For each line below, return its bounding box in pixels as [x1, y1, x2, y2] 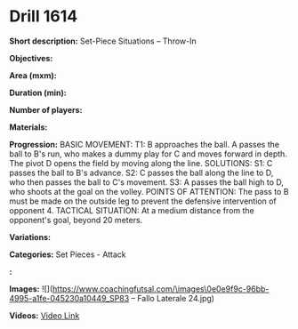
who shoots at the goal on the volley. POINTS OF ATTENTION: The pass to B [9, 186, 289, 197]
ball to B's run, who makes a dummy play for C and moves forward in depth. [9, 148, 287, 159]
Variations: [9, 231, 52, 242]
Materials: [9, 122, 48, 132]
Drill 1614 [9, 6, 78, 27]
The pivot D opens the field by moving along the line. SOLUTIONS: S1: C [9, 157, 273, 168]
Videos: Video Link [9, 309, 80, 321]
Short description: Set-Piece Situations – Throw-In [9, 36, 197, 46]
